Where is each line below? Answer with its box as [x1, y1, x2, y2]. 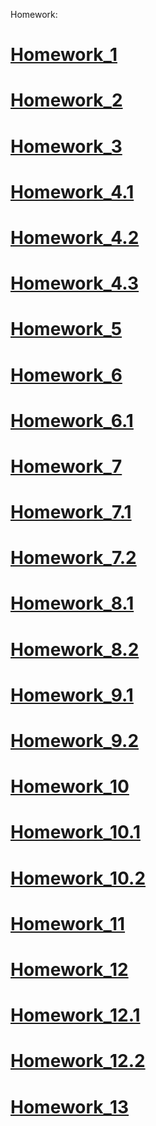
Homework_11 [10, 912, 126, 935]
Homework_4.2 [10, 226, 140, 249]
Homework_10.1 [10, 821, 141, 844]
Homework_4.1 [10, 180, 135, 203]
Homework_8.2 [10, 638, 140, 661]
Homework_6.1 [10, 409, 134, 432]
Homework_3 [10, 135, 123, 158]
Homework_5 [10, 318, 123, 341]
